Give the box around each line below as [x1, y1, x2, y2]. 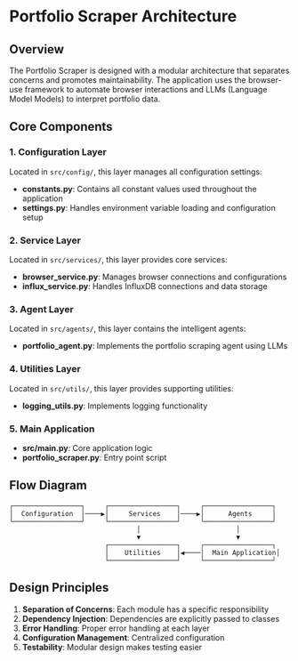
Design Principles [9, 580, 109, 595]
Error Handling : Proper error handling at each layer [21, 623, 211, 633]
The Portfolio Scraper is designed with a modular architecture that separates [9, 65, 290, 76]
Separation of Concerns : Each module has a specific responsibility [21, 603, 270, 615]
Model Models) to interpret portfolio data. [9, 93, 161, 104]
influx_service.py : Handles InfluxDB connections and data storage [21, 280, 269, 291]
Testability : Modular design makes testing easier [21, 641, 203, 652]
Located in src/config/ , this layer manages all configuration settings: [9, 166, 262, 177]
